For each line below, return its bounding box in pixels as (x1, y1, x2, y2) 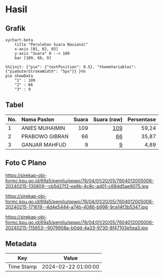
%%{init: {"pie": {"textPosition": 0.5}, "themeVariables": (5, 65, 137, 70)
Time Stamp (8, 263, 37, 270)
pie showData (5, 73, 33, 78)
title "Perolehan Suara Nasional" (14, 42, 88, 47)
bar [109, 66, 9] (14, 55, 52, 60)
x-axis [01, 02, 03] (14, 47, 58, 52)
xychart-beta (5, 37, 33, 42)
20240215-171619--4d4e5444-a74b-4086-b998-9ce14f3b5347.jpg (5, 204, 148, 210)
